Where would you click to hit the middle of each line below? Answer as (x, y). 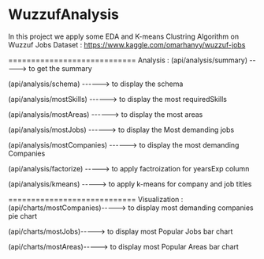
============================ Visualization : (96, 199)
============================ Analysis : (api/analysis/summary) (128, 60)
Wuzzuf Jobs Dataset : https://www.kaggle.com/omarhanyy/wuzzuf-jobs (127, 44)
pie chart (23, 216)
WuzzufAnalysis (64, 15)
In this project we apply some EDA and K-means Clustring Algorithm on (123, 36)
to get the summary (60, 68)
